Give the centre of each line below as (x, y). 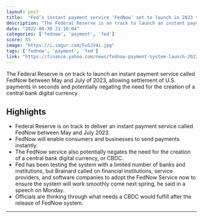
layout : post (23, 12)
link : (13, 57)
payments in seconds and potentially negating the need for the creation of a (101, 86)
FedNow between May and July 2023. (63, 132)
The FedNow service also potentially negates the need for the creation (103, 152)
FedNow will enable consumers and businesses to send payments (97, 139)
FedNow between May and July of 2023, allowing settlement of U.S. (91, 80)
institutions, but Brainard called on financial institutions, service (94, 171)
